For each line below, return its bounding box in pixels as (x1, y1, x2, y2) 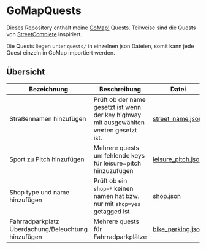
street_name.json (153, 114, 202, 123)
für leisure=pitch (93, 159, 142, 167)
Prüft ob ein (93, 176, 128, 185)
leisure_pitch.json (153, 155, 204, 163)
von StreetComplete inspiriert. (6, 30, 83, 37)
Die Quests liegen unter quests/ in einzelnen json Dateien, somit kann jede (6, 42, 194, 50)
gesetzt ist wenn (93, 102, 142, 111)
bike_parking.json (153, 224, 204, 233)
